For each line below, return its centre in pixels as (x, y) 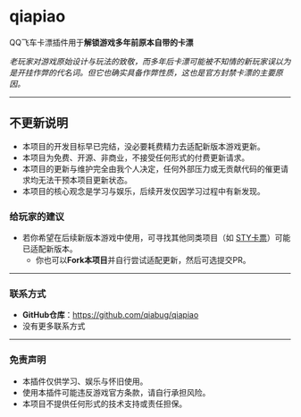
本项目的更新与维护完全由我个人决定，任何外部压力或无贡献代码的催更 (151, 168)
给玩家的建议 (37, 217)
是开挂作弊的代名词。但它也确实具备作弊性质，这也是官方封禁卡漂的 (134, 72)
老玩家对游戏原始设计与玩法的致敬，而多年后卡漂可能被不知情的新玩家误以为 (150, 61)
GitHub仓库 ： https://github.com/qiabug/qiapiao (110, 315)
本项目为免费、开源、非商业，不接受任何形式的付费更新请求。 (136, 157)
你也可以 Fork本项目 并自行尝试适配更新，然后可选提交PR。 (143, 260)
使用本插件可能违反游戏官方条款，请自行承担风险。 (116, 392)
